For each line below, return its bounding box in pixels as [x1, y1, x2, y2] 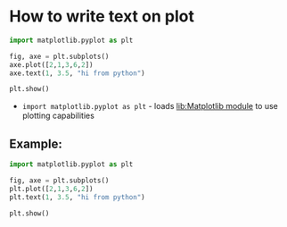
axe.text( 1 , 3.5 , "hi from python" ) [9, 69, 145, 78]
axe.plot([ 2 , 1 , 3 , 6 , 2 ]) [9, 60, 94, 69]
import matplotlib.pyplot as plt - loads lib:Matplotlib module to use [21, 101, 279, 112]
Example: [9, 136, 62, 151]
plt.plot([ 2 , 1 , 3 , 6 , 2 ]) [9, 184, 94, 193]
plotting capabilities [21, 110, 95, 122]
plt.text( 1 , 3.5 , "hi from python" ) [9, 192, 145, 202]
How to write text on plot [9, 6, 194, 27]
